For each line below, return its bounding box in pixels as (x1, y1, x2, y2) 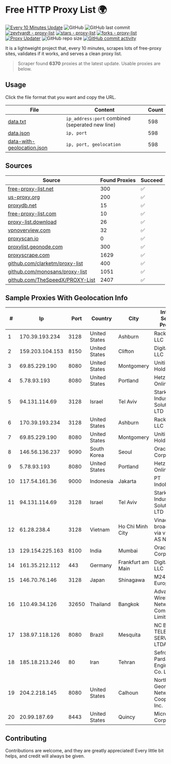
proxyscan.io (8, 235, 39, 242)
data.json (8, 129, 30, 137)
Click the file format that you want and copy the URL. (5, 94, 116, 100)
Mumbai (118, 547, 138, 555)
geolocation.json (8, 144, 48, 151)
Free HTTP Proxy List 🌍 (5, 4, 107, 16)
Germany (90, 562, 112, 569)
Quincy (118, 714, 136, 721)
